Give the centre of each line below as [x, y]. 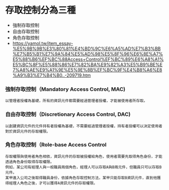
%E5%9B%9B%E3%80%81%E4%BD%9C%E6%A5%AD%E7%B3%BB [87, 49]
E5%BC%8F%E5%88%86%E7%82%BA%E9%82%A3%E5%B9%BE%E [87, 64]
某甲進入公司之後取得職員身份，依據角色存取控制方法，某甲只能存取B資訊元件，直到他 [81, 178]
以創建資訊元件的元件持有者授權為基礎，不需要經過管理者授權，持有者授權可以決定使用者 [84, 126]
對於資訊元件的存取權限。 [28, 131]
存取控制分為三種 [41, 10]
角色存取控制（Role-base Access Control [56, 145]
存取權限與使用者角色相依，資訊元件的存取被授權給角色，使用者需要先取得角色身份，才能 [84, 156]
